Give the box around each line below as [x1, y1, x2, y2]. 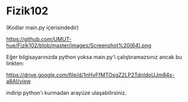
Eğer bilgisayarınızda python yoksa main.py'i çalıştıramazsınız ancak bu [6, 53, 182, 60]
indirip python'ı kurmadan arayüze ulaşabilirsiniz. [6, 89, 127, 96]
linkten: [6, 60, 24, 67]
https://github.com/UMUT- [6, 35, 72, 42]
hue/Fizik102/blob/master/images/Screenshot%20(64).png [6, 42, 152, 49]
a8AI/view [6, 78, 31, 85]
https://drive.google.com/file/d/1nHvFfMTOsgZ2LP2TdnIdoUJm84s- [6, 71, 175, 78]
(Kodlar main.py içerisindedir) [6, 24, 79, 31]
